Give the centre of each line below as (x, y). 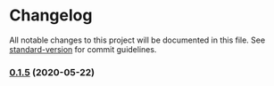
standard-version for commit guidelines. (83, 49)
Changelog (51, 16)
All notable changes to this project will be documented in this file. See (137, 40)
